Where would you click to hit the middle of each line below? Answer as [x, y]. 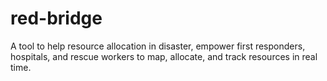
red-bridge [56, 18]
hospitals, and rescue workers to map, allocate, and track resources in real [164, 56]
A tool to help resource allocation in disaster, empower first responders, [158, 46]
